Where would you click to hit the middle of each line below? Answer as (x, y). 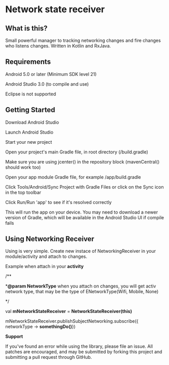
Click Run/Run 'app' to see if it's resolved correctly (59, 202)
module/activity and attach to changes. (46, 256)
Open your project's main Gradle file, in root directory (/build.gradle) (77, 152)
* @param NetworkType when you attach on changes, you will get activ (81, 286)
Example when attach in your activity (45, 267)
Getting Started (30, 110)
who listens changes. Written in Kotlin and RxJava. (58, 46)
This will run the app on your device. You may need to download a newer (82, 212)
